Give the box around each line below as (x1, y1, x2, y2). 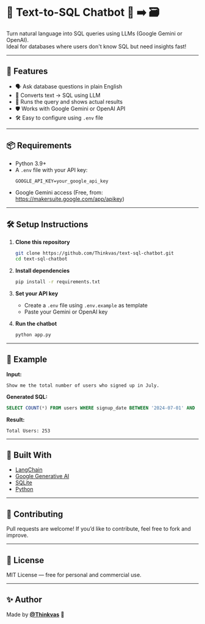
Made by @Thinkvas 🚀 (6, 611, 65, 618)
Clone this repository (15, 238, 70, 246)
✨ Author (6, 595, 43, 605)
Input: (6, 370, 22, 378)
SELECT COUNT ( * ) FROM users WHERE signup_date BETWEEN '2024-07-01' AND (6, 404, 195, 411)
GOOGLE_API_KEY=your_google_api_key (15, 178, 109, 184)
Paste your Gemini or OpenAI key (24, 308, 108, 315)
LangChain (15, 466, 43, 473)
